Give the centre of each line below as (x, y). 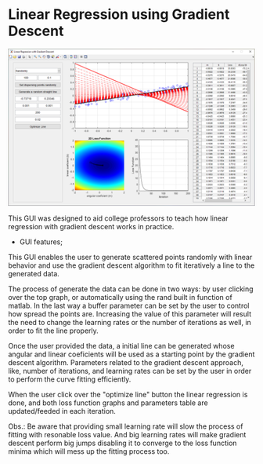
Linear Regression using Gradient (119, 15)
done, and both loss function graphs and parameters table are (108, 403)
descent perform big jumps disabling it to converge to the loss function (122, 443)
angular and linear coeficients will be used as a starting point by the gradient (131, 354)
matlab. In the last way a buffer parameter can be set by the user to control (129, 305)
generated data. (34, 273)
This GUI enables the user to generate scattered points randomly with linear (130, 257)
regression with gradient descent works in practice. (91, 226)
